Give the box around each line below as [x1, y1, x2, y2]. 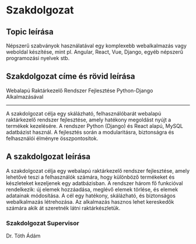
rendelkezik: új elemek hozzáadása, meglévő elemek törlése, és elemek [6, 186, 178, 193]
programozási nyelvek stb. [6, 55, 70, 61]
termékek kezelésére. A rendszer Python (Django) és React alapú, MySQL [6, 122, 184, 129]
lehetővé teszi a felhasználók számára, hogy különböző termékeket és [6, 173, 175, 180]
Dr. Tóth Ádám [6, 232, 41, 239]
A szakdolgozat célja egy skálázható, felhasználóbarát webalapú [6, 110, 162, 117]
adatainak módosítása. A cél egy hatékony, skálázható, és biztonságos [6, 192, 176, 199]
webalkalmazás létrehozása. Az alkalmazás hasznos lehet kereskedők [6, 198, 174, 205]
